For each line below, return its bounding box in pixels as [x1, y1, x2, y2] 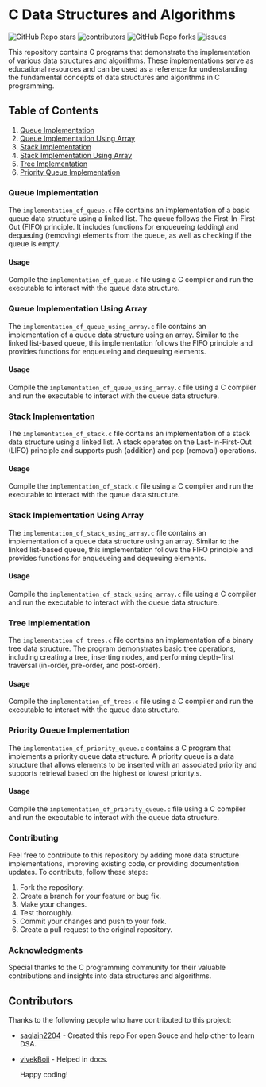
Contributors [8, 994, 74, 1008]
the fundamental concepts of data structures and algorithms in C [8, 72, 221, 82]
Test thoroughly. [19, 908, 74, 918]
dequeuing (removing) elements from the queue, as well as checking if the [8, 230, 252, 240]
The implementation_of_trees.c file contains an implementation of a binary [8, 636, 253, 645]
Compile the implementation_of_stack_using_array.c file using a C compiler [8, 589, 256, 598]
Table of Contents [8, 104, 99, 118]
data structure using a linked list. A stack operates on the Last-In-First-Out [8, 437, 252, 447]
